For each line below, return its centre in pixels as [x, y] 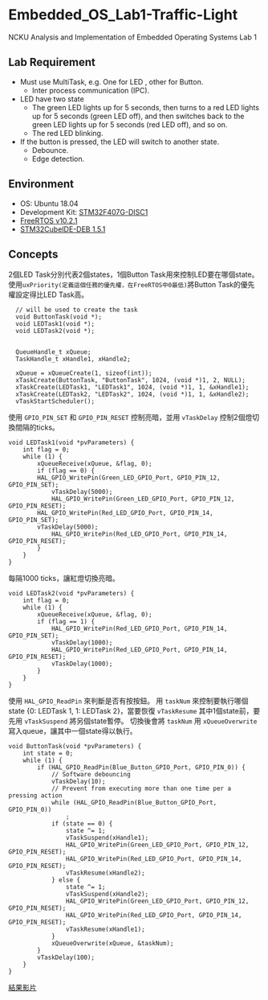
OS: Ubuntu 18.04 [49, 204]
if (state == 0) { [82, 824]
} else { [66, 880]
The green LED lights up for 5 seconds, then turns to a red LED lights [145, 107]
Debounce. [50, 150]
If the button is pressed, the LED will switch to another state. [119, 142]
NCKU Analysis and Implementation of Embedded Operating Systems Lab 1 [132, 37]
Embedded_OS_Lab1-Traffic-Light [123, 15]
